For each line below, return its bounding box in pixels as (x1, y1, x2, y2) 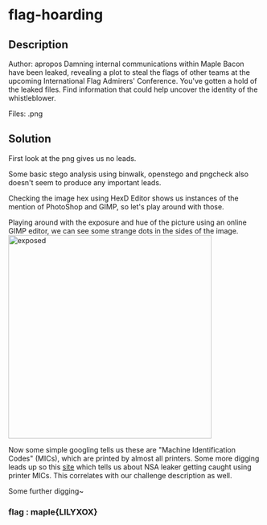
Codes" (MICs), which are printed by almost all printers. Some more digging (8, 453, 260, 463)
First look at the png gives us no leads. (8, 153, 137, 163)
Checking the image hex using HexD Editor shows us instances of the (8, 193, 239, 203)
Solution (8, 132, 51, 146)
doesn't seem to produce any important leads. (8, 177, 162, 187)
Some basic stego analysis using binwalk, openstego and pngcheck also (8, 169, 249, 179)
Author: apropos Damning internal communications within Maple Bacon (8, 59, 244, 68)
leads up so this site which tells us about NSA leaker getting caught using (8, 461, 252, 472)
